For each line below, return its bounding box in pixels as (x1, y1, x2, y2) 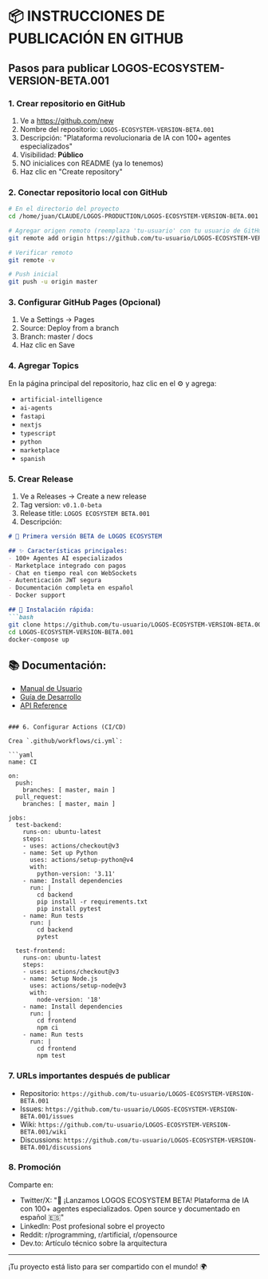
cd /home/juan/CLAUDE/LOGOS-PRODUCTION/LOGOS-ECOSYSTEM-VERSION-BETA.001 (8, 213, 259, 220)
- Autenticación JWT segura (8, 577, 102, 585)
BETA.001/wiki (19, 1128, 67, 1136)
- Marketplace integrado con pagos (8, 562, 127, 570)
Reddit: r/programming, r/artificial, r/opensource (19, 1229, 178, 1239)
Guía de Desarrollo (19, 693, 81, 702)
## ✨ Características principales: (8, 546, 128, 554)
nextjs (19, 421, 42, 429)
